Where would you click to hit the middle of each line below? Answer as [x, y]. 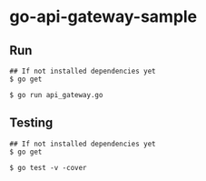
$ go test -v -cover [49, 167]
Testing [31, 123]
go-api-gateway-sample [103, 17]
